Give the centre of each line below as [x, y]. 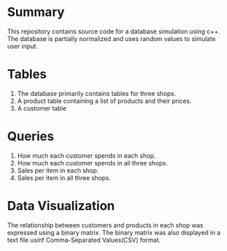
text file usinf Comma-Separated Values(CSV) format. [84, 240]
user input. [23, 46]
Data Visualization [61, 206]
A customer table [42, 108]
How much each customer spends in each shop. [86, 155]
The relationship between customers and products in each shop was [105, 225]
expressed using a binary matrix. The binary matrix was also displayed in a [114, 232]
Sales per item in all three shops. [64, 177]
